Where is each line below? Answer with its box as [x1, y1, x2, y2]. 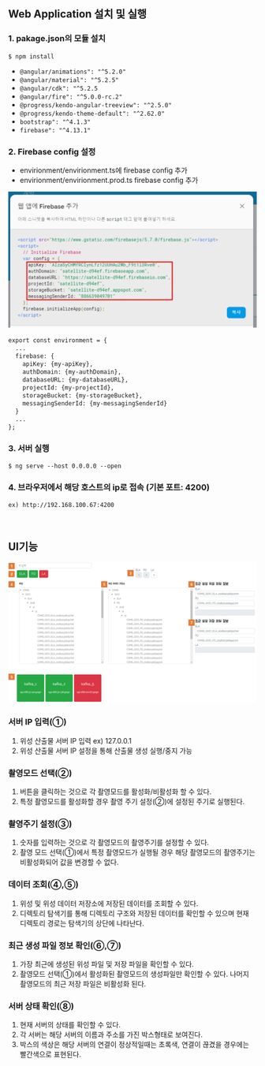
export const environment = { [8, 336, 108, 345]
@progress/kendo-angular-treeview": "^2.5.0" [19, 101, 172, 109]
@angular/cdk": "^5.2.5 [19, 84, 99, 92]
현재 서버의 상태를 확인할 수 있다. [19, 1020, 121, 1030]
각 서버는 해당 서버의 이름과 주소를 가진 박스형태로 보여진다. [19, 1030, 203, 1039]
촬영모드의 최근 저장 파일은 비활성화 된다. [19, 978, 147, 988]
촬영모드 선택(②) [8, 767, 73, 778]
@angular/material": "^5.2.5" [19, 76, 120, 84]
